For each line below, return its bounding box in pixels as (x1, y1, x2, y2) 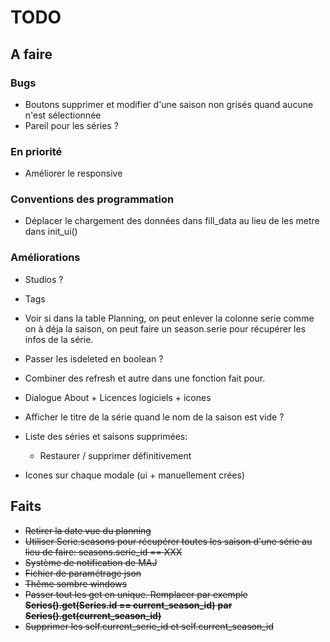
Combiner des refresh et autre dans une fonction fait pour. (24, 372, 266, 384)
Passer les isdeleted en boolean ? (24, 352, 164, 365)
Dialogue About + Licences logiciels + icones (24, 391, 212, 403)
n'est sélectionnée (24, 109, 102, 121)
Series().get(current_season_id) (24, 609, 162, 621)
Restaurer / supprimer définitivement (39, 449, 192, 461)
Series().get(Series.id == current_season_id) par (24, 599, 233, 611)
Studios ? (24, 273, 64, 285)
